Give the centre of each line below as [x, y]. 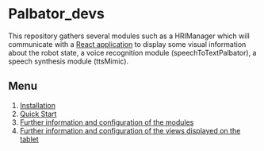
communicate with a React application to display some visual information [127, 44]
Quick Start [38, 114]
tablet [29, 139]
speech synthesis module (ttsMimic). [69, 61]
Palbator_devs [56, 14]
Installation [38, 105]
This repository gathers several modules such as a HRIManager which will [129, 36]
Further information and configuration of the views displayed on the [130, 130]
